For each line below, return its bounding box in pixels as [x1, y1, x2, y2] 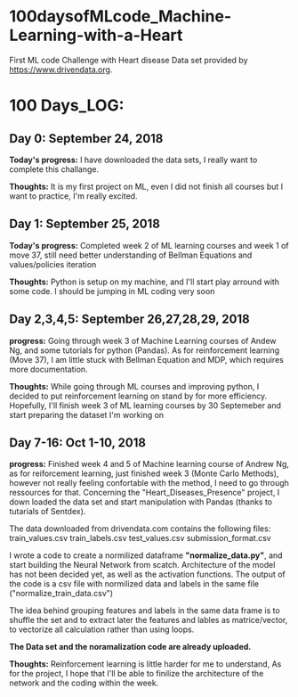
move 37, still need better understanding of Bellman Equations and [9, 250, 253, 260]
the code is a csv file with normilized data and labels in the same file [9, 578, 260, 589]
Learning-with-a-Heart [9, 25, 183, 45]
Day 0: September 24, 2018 [9, 131, 164, 146]
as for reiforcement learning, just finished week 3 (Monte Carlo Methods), [9, 468, 279, 479]
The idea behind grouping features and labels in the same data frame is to [9, 605, 280, 616]
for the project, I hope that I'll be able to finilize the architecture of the [9, 668, 264, 679]
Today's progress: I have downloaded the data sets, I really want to [9, 154, 258, 165]
